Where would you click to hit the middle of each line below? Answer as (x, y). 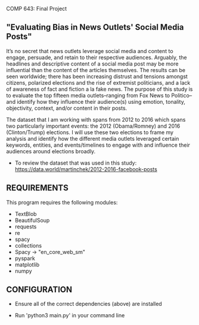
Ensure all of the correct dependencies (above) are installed (88, 304)
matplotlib (27, 264)
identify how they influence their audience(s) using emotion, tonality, (101, 101)
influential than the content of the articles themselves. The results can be (96, 70)
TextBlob (26, 213)
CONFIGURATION (39, 290)
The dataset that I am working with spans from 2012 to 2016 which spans (96, 119)
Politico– (182, 95)
